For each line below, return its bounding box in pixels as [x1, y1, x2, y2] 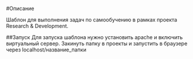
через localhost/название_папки [6, 46, 87, 53]
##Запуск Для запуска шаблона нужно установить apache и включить [6, 34, 183, 40]
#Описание [6, 5, 35, 12]
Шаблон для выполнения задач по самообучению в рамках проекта [6, 16, 177, 23]
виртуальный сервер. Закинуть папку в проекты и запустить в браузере [6, 40, 188, 47]
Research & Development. [6, 23, 69, 29]
